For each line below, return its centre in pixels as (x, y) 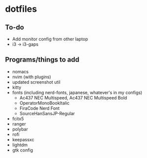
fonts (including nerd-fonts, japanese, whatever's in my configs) (77, 93)
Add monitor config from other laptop (50, 39)
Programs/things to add (42, 60)
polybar (20, 129)
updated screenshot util (36, 82)
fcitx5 (18, 119)
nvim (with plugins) (32, 77)
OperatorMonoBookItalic (44, 103)
